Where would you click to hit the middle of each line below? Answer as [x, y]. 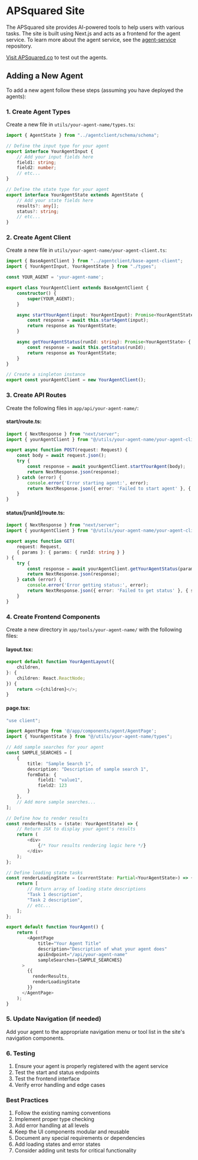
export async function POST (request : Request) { [67, 450]
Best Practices [27, 1100]
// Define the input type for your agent [58, 146]
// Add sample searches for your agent [55, 747]
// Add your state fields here [55, 200]
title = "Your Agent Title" [69, 944]
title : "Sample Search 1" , [60, 764]
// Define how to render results [47, 818]
